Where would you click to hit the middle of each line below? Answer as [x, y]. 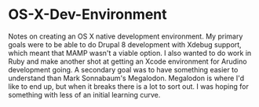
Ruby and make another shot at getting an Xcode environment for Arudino [128, 61]
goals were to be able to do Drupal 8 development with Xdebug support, [125, 44]
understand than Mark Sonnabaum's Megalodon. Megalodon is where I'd [126, 78]
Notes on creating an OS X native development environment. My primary [126, 36]
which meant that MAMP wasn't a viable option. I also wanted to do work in [130, 53]
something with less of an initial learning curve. [84, 94]
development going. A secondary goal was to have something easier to [123, 69]
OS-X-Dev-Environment [88, 15]
